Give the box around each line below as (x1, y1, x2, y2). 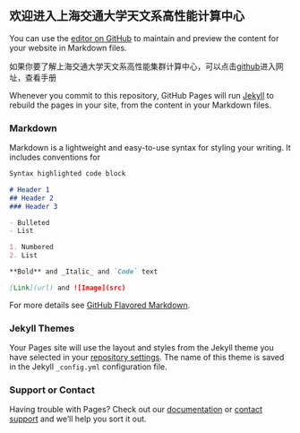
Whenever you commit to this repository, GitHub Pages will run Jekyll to (9, 90, 275, 100)
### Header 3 (9, 202, 58, 211)
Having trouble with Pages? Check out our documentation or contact (9, 404, 262, 415)
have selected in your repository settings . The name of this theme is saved (9, 352, 285, 363)
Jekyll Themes (9, 322, 75, 334)
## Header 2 (9, 194, 54, 203)
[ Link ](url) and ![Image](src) (9, 283, 126, 292)
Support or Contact (9, 384, 96, 396)
